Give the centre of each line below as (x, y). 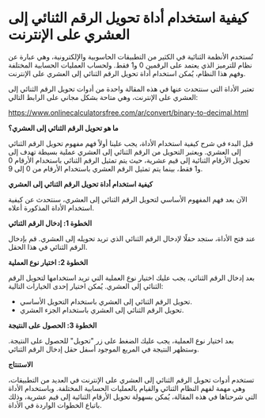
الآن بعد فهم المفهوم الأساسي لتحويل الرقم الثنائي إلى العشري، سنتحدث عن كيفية (128, 199)
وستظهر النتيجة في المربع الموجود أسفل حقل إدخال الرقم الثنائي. (104, 349)
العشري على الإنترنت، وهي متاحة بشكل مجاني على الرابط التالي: (103, 97)
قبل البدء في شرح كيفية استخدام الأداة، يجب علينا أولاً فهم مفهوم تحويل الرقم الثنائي (131, 143)
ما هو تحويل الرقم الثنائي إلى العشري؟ (63, 128)
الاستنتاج (21, 364)
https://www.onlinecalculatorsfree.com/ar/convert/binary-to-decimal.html (129, 113)
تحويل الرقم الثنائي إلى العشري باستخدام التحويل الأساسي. (106, 301)
